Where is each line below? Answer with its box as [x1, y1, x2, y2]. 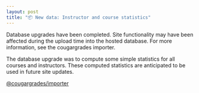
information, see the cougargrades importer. [6, 43, 116, 51]
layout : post [6, 8, 39, 15]
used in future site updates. [6, 68, 74, 75]
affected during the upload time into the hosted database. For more [6, 37, 173, 44]
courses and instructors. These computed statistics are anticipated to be [6, 61, 186, 69]
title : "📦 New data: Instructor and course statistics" [6, 14, 151, 20]
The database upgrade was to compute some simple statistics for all [6, 55, 175, 62]
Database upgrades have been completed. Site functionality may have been [6, 31, 194, 38]
